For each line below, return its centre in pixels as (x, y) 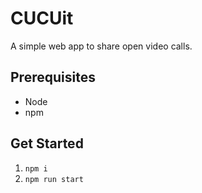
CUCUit (42, 18)
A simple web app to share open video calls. (101, 46)
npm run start (54, 179)
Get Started (47, 143)
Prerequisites (53, 77)
